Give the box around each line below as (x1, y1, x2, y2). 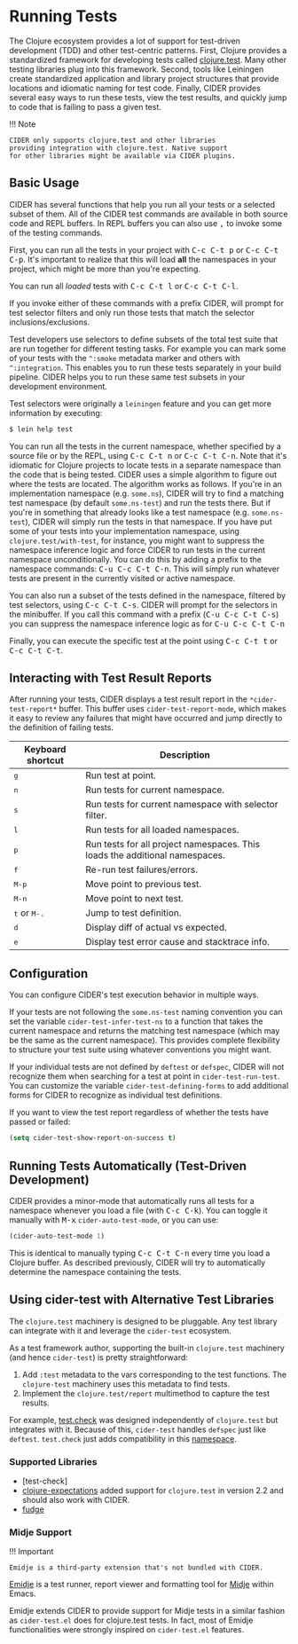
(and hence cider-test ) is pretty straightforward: (9, 1351, 189, 1363)
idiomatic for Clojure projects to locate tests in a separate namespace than (9, 460, 281, 470)
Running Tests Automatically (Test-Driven (9, 1158, 247, 1173)
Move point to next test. (85, 893, 184, 905)
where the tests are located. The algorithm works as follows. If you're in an (9, 478, 282, 489)
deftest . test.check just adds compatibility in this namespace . (9, 1433, 238, 1443)
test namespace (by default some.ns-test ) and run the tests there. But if (9, 497, 271, 507)
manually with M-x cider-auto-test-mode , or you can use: (9, 1214, 219, 1225)
